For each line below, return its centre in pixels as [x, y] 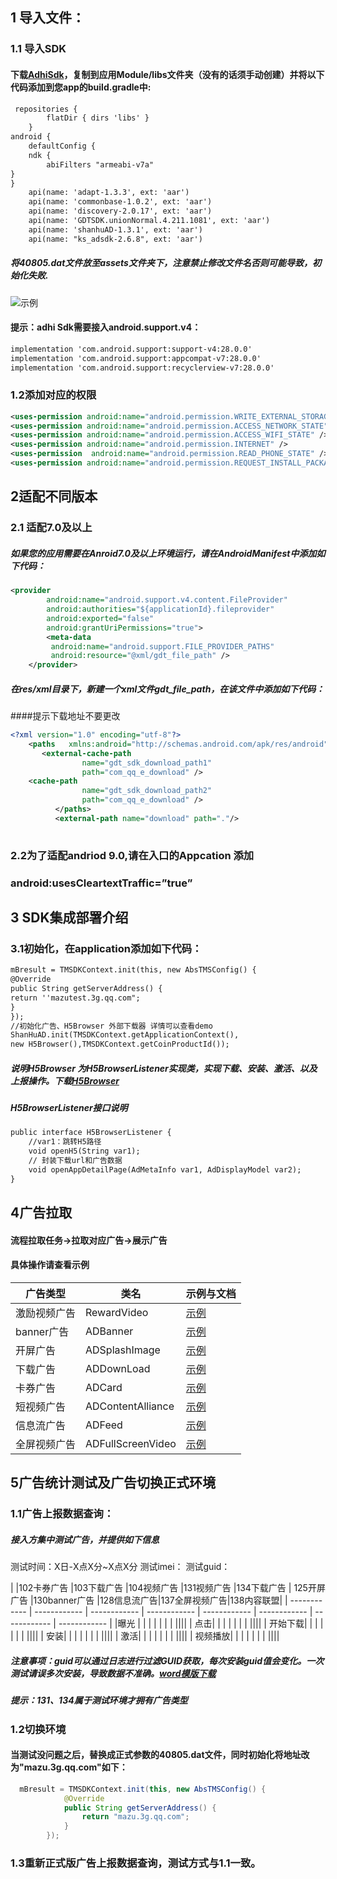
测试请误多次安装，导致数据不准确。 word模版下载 [113, 1673]
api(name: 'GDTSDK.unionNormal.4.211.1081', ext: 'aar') [149, 221]
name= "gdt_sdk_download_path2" [147, 791]
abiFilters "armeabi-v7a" [100, 164]
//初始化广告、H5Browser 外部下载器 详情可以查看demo [111, 1026]
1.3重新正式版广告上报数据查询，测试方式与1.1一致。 [136, 1863]
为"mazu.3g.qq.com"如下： [69, 1767]
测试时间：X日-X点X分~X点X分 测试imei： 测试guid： [120, 1567]
